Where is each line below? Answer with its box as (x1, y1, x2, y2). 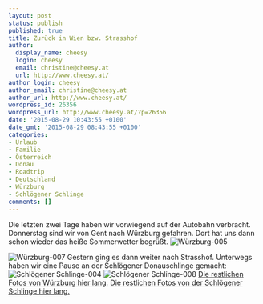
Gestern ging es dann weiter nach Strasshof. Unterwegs (67, 252, 253, 262)
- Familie (8, 146, 42, 154)
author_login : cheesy (8, 78, 81, 86)
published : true (8, 26, 63, 34)
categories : (8, 130, 48, 138)
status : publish (8, 19, 63, 27)
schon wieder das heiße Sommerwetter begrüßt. (8, 237, 168, 246)
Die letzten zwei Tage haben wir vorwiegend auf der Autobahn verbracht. (8, 219, 251, 229)
